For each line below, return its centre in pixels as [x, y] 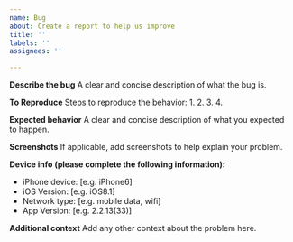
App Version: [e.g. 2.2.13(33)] [77, 211]
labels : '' [30, 43]
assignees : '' [36, 51]
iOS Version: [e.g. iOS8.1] [69, 191]
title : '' [28, 34]
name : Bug [28, 18]
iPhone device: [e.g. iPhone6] [77, 182]
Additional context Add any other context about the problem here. [133, 228]
